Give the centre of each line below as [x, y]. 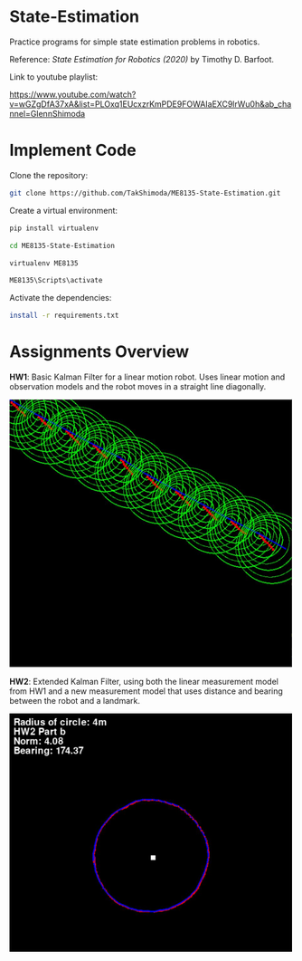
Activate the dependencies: [61, 298]
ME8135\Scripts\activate [56, 281]
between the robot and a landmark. [75, 701]
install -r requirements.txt [64, 316]
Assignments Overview [99, 352]
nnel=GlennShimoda [47, 113]
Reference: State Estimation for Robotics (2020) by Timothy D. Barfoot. [142, 59]
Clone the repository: [49, 175]
